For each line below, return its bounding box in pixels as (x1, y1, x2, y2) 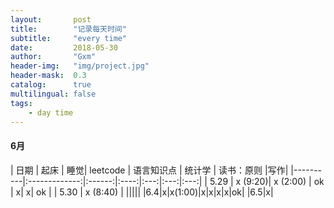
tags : (10, 98, 33, 108)
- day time (28, 107, 74, 118)
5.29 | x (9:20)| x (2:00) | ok (209, 175, 325, 187)
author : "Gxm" (10, 52, 97, 62)
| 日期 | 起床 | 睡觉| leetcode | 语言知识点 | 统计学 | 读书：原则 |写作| (10, 164, 289, 176)
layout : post (10, 14, 92, 25)
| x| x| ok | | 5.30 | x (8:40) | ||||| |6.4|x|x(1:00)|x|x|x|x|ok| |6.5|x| (10, 186, 274, 198)
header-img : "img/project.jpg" (10, 61, 150, 71)
